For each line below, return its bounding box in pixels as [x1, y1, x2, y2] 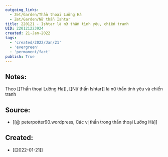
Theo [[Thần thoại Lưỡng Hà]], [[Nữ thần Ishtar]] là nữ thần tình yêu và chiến [5, 86, 163, 92]
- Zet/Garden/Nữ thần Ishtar [10, 17, 71, 22]
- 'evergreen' [10, 45, 39, 50]
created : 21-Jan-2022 [5, 31, 51, 36]
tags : [5, 36, 17, 41]
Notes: [5, 72, 27, 81]
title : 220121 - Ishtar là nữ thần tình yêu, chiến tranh [5, 21, 129, 27]
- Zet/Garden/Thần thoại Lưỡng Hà [10, 12, 82, 17]
